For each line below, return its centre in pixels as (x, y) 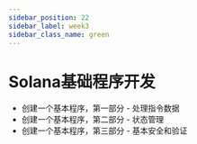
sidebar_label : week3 (49, 26)
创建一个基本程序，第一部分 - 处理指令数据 (101, 108)
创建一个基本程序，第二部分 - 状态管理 (93, 120)
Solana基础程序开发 (82, 81)
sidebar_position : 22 (49, 18)
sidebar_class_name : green (59, 34)
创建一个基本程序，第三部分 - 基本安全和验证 (104, 130)
